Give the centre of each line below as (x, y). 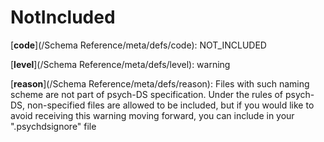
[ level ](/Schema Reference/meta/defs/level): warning (120, 64)
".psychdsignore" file (53, 126)
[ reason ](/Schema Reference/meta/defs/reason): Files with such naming (160, 83)
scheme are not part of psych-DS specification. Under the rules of (147, 94)
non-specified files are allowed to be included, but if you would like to (171, 105)
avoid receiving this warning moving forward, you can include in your (152, 115)
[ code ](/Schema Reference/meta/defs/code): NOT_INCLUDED (138, 45)
